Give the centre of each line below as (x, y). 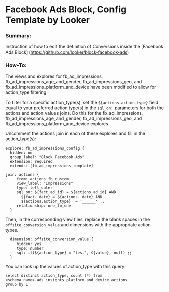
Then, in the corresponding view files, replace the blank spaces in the (78, 219)
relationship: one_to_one (44, 206)
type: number (30, 248)
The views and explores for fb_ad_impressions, (54, 76)
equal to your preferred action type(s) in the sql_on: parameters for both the (84, 108)
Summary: (18, 36)
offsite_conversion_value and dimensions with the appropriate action (78, 225)
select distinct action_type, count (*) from (54, 276)
